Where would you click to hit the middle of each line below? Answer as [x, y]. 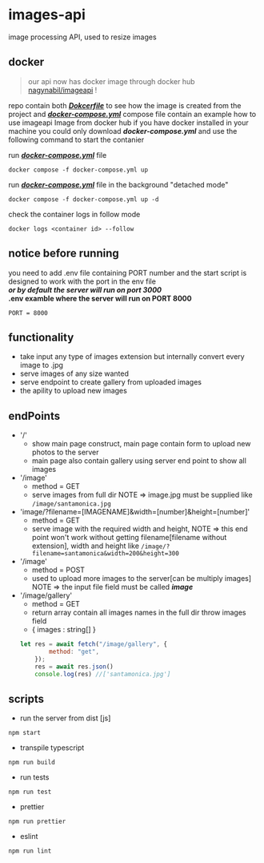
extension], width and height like [86, 546]
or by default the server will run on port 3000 [85, 289]
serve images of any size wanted [74, 373]
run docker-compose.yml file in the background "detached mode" [118, 184]
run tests [34, 777]
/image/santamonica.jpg [72, 504]
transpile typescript [52, 748]
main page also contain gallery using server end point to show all [139, 461]
